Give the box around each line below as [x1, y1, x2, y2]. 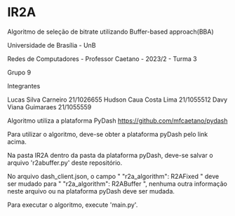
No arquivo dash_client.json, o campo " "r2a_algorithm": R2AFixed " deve [7, 172, 220, 180]
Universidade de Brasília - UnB [7, 41, 96, 49]
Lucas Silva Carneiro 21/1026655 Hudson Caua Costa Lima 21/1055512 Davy [7, 95, 228, 104]
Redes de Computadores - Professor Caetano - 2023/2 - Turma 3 [7, 54, 198, 63]
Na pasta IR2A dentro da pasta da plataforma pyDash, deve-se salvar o [7, 151, 213, 159]
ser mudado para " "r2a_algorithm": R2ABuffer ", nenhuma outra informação [7, 180, 228, 188]
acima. [7, 137, 27, 146]
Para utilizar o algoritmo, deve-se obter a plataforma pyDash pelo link [7, 130, 208, 138]
